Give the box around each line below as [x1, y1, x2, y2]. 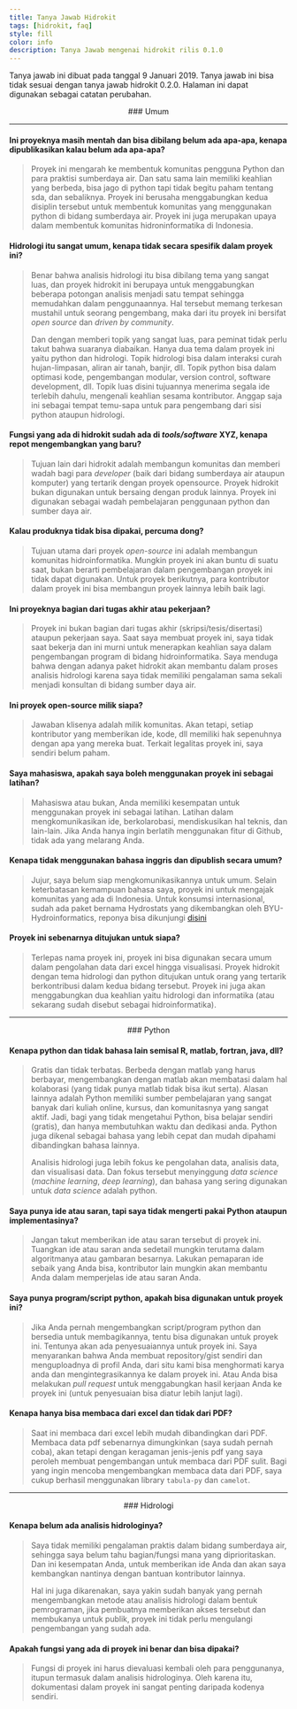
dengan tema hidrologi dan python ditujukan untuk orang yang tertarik [30, 970, 287, 981]
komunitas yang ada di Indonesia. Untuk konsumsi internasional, [30, 893, 265, 904]
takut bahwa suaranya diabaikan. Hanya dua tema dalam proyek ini [30, 343, 276, 354]
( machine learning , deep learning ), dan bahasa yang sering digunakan [30, 1176, 288, 1187]
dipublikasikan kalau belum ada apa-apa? [9, 143, 165, 155]
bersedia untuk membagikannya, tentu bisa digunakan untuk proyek [30, 1331, 278, 1342]
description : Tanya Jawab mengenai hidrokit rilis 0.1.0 [9, 46, 224, 55]
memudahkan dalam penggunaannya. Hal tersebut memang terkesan [30, 298, 283, 308]
